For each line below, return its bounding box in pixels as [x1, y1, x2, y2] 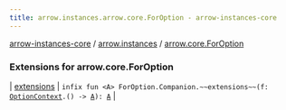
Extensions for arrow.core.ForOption [9, 60, 175, 73]
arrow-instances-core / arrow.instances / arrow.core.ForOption [9, 38, 244, 49]
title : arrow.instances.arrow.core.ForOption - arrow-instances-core [9, 13, 278, 23]
